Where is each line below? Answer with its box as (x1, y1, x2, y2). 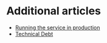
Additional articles (6, 4, 102, 18)
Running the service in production (15, 24, 100, 31)
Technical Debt (15, 30, 53, 37)
